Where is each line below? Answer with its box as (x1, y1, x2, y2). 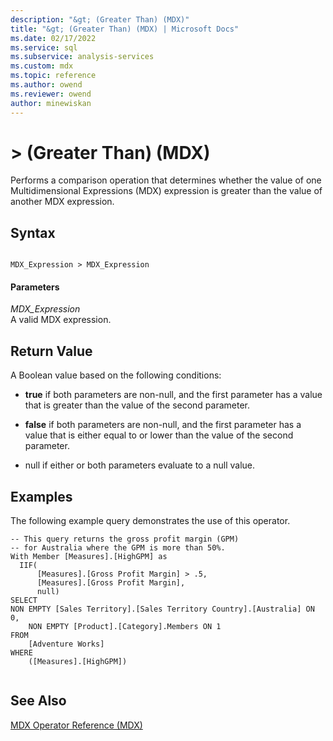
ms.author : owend (10, 80, 83, 90)
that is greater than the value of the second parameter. (24, 399, 251, 411)
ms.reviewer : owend (10, 89, 92, 99)
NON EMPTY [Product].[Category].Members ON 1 (28, 622, 222, 632)
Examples (10, 488, 73, 505)
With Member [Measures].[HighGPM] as (10, 552, 168, 562)
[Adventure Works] (28, 639, 105, 650)
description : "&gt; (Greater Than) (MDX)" (10, 14, 190, 25)
